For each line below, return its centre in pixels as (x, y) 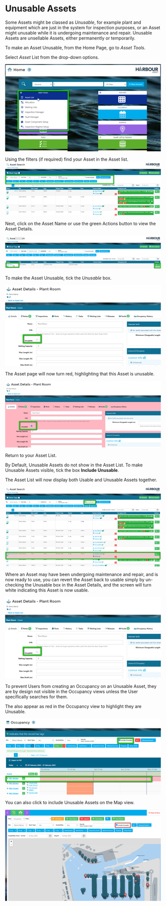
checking (15, 585)
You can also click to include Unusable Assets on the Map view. (70, 803)
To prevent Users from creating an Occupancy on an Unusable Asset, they (81, 686)
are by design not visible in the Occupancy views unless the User (72, 691)
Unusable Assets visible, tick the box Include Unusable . (62, 470)
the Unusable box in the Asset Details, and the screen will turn (88, 585)
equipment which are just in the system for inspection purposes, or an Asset (83, 27)
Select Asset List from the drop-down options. (52, 57)
